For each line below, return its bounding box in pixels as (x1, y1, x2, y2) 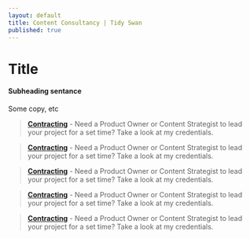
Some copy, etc (8, 104, 59, 113)
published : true (8, 26, 61, 34)
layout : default (8, 11, 61, 20)
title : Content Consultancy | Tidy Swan (8, 19, 143, 27)
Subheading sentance (8, 86, 83, 96)
